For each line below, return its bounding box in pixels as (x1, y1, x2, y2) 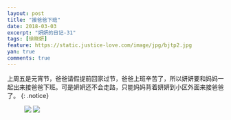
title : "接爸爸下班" (7, 16, 60, 23)
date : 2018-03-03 (7, 23, 57, 29)
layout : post (7, 10, 45, 17)
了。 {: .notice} (7, 91, 49, 99)
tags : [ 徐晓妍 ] (7, 36, 48, 43)
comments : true (7, 55, 51, 62)
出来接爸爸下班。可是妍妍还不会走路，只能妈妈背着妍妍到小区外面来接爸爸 (12, 83, 224, 91)
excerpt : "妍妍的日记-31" (7, 29, 76, 36)
